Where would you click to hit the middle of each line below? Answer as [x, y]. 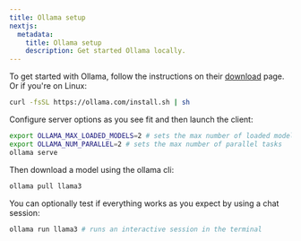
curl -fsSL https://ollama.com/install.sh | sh [100, 103]
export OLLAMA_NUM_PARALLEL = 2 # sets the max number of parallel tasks [146, 144]
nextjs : [24, 26]
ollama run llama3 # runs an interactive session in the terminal [136, 229]
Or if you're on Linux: [48, 86]
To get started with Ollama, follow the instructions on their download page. [147, 76]
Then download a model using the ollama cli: [92, 169]
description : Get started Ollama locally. [106, 51]
